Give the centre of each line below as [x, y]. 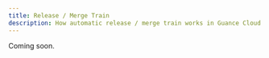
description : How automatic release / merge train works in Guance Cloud [135, 23]
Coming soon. [31, 45]
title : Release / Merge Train [59, 15]
